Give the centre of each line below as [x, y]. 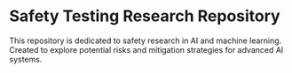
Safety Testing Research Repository [145, 16]
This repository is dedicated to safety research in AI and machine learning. [146, 40]
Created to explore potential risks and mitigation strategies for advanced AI [146, 49]
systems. [26, 59]
